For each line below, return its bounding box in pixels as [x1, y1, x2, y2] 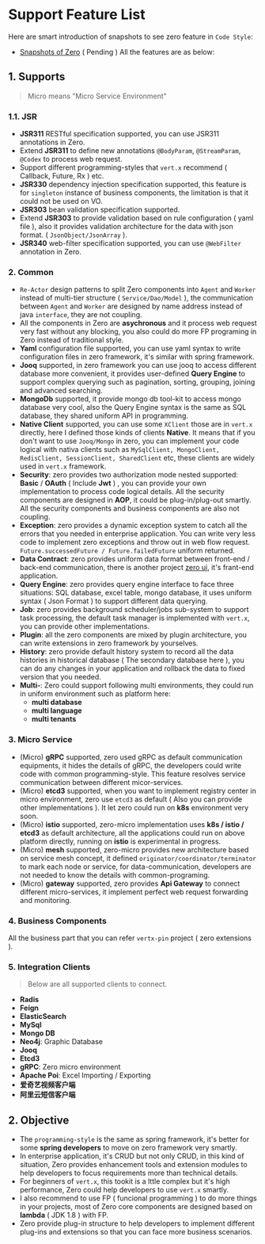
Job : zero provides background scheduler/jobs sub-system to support [19, 605, 249, 614]
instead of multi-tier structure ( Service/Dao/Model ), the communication [19, 293, 254, 303]
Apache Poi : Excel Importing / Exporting [19, 1070, 152, 1080]
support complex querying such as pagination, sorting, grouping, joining [19, 377, 256, 387]
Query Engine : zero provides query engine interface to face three [19, 580, 235, 589]
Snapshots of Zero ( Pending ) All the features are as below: [19, 47, 215, 56]
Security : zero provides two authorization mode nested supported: [19, 470, 239, 480]
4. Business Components [8, 915, 107, 926]
